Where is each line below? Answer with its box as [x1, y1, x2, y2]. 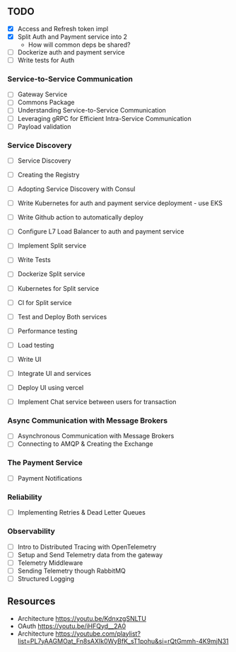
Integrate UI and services [17, 369, 92, 377]
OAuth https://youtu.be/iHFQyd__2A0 [17, 622, 126, 630]
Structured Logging [17, 574, 75, 583]
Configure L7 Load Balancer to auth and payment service [17, 227, 185, 236]
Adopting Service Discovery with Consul [17, 185, 136, 193]
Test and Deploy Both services [17, 312, 107, 321]
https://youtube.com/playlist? [55, 629, 141, 638]
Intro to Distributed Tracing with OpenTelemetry [17, 542, 157, 551]
